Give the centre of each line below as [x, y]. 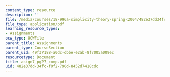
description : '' [22, 15]
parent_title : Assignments [34, 43]
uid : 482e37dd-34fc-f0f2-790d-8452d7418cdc [52, 66]
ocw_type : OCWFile [25, 38]
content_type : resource [30, 10]
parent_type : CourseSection [35, 48]
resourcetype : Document [30, 57]
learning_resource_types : [32, 29]
